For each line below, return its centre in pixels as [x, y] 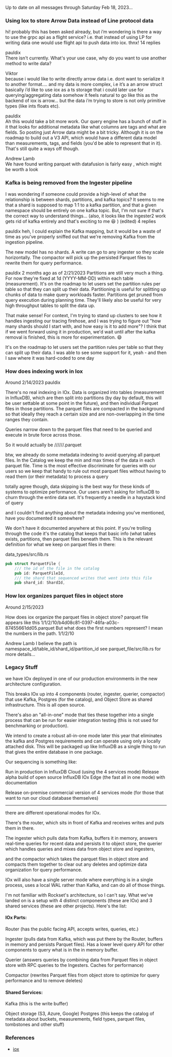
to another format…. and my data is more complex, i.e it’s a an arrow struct [84, 85]
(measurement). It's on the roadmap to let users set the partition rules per [83, 283]
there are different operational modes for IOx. [53, 813]
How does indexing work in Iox [44, 371]
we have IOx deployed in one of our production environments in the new [81, 678]
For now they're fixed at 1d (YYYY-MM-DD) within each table [69, 278]
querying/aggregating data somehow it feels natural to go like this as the [82, 95]
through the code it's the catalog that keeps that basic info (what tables [81, 533]
